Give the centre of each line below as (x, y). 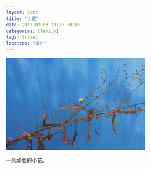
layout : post (22, 12)
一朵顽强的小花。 (27, 160)
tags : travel (22, 37)
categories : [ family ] (33, 31)
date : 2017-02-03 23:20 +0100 (43, 25)
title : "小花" (23, 18)
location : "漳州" (26, 43)
